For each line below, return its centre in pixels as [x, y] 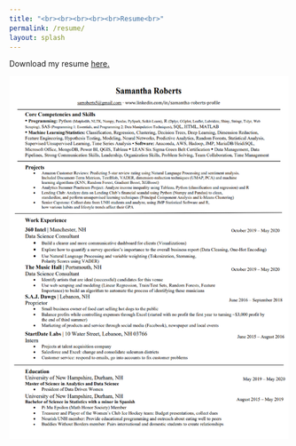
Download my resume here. [60, 64]
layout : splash [37, 37]
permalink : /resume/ [47, 28]
